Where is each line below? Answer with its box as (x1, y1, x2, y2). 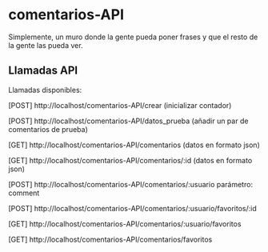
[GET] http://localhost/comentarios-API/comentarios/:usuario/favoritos (8, 218, 242, 229)
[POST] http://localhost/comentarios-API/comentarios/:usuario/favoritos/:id (8, 203, 258, 213)
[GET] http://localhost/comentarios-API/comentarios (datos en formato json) (8, 140, 260, 150)
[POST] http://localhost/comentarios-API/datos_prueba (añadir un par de (8, 116, 249, 126)
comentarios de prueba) (8, 124, 88, 134)
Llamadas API (8, 64, 78, 78)
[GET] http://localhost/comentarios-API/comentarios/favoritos (8, 234, 213, 244)
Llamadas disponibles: (8, 85, 82, 94)
